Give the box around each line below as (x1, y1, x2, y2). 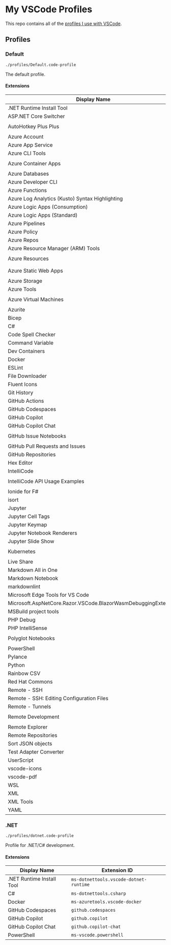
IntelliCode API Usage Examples (8, 477, 84, 484)
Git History (8, 389, 34, 396)
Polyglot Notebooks (8, 635, 55, 642)
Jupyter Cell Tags (8, 513, 50, 520)
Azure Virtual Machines (8, 296, 64, 303)
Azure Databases (8, 170, 49, 177)
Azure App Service (8, 141, 53, 149)
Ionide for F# (8, 488, 39, 495)
